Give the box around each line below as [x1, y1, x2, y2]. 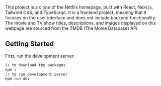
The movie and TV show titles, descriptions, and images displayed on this [5, 20, 156, 26]
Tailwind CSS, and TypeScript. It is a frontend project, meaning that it [5, 9, 147, 15]
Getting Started [5, 40, 54, 48]
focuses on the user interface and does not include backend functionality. [5, 15, 157, 20]
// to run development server [5, 72, 68, 77]
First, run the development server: [5, 53, 75, 59]
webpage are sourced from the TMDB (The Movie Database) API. [5, 25, 139, 31]
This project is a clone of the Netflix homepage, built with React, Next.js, [5, 4, 153, 10]
